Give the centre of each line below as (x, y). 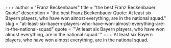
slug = (12, 23)
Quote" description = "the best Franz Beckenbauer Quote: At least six (78, 13)
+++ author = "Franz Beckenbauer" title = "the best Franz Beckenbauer (80, 7)
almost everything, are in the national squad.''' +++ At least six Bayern (79, 34)
